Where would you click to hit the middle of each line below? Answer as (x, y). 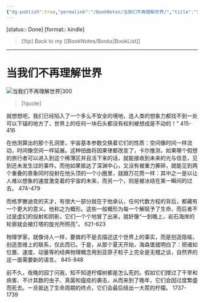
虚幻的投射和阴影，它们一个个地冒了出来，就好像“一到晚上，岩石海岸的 (106, 216)
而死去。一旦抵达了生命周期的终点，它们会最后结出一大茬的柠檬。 (89, 288)
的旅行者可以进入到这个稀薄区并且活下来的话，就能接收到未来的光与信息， (99, 158)
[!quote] (31, 103)
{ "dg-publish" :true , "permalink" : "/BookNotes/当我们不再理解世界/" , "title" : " (101, 12)
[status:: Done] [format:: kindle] (46, 29)
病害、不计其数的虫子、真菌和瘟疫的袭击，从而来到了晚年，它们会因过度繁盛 (102, 280)
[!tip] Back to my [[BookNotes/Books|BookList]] (81, 41)
